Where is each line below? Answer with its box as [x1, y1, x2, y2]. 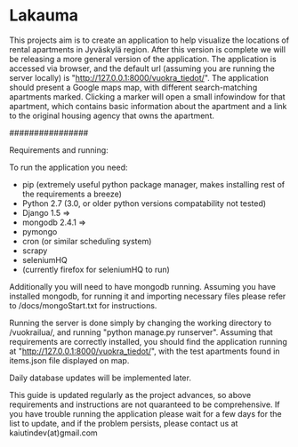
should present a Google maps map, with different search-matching [9, 82, 258, 92]
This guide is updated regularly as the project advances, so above [9, 389, 252, 400]
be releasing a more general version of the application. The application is [9, 53, 278, 64]
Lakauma [9, 5, 78, 26]
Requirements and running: [9, 144, 109, 156]
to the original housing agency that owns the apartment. [9, 110, 215, 121]
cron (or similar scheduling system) [21, 235, 152, 246]
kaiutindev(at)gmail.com [9, 427, 98, 438]
